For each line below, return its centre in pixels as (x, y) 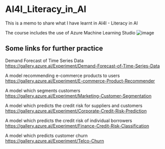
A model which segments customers (43, 90)
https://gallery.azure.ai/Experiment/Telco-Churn (54, 140)
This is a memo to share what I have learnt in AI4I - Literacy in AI (72, 23)
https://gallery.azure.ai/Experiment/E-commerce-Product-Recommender (80, 80)
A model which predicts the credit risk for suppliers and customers (74, 105)
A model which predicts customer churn (46, 135)
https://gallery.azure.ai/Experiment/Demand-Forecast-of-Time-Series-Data (82, 65)
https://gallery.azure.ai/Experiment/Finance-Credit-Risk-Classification (77, 125)
